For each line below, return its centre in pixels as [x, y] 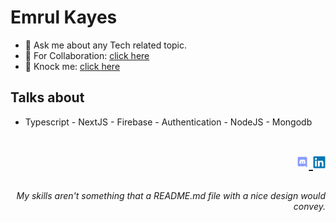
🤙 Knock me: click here [72, 66]
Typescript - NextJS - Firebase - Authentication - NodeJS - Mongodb [168, 122]
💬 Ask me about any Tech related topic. [106, 45]
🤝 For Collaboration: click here [87, 55]
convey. [309, 206]
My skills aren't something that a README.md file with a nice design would [171, 195]
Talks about [47, 97]
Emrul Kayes [64, 17]
